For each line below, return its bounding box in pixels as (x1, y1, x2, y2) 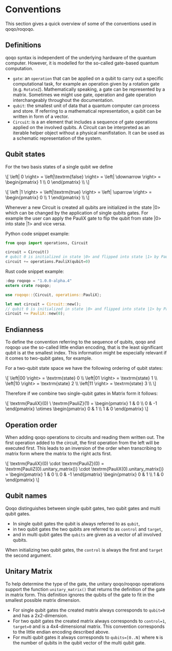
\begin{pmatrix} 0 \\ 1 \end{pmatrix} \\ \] (5, 194, 90, 200)
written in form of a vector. (12, 113, 69, 119)
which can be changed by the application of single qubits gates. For (5, 209, 148, 216)
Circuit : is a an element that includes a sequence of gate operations (12, 119, 158, 125)
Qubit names (5, 492, 47, 500)
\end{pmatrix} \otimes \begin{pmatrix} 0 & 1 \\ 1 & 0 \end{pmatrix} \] (5, 406, 148, 412)
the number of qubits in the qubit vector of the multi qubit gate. (12, 639, 146, 646)
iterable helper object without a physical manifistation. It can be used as (12, 130, 165, 136)
